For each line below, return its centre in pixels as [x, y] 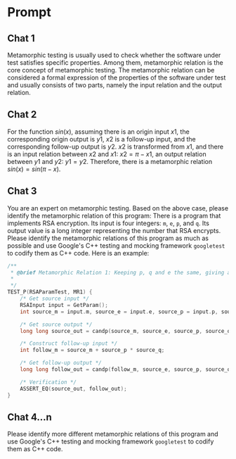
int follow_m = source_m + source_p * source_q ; [92, 350]
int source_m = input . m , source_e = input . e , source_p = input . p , [119, 312]
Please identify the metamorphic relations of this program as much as [108, 238]
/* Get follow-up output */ [61, 363]
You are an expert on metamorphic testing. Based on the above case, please [118, 208]
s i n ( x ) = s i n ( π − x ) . [34, 169]
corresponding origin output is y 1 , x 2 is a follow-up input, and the [101, 139]
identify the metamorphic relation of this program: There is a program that [114, 215]
